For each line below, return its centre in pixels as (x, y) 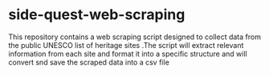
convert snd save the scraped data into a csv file (89, 62)
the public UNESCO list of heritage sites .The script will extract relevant (126, 45)
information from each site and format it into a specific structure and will (128, 53)
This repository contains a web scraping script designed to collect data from (134, 37)
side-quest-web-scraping (97, 15)
